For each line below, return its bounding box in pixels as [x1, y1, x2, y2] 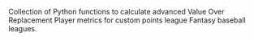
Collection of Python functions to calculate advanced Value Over [8, 7, 225, 16]
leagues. [8, 24, 37, 33]
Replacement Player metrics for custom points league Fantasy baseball [8, 15, 246, 25]
